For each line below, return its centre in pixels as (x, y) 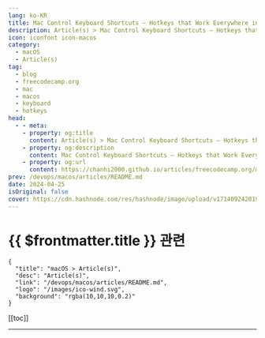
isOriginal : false (38, 192)
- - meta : (31, 126)
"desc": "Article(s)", (52, 276)
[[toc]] (19, 318)
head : (17, 118)
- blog (26, 74)
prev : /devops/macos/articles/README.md (76, 177)
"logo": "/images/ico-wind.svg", (70, 290)
